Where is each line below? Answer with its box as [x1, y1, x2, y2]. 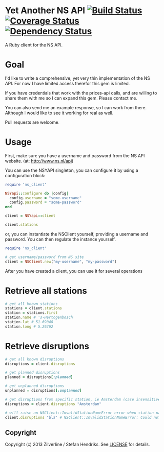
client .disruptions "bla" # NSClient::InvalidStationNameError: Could [5, 415, 152, 420]
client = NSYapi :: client [5, 214, 56, 218]
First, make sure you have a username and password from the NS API [5, 152, 145, 159]
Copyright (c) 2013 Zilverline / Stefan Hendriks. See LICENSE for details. [5, 441, 150, 448]
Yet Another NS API [5, 5, 85, 16]
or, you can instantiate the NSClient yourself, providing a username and [5, 231, 148, 237]
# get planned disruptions [5, 370, 60, 375]
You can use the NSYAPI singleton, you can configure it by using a [5, 167, 138, 173]
